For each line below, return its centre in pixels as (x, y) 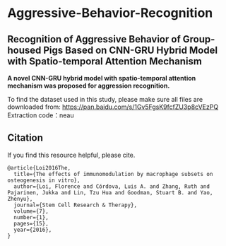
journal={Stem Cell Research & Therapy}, (76, 205)
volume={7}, (31, 211)
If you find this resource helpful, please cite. (71, 155)
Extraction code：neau (41, 115)
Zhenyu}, (20, 199)
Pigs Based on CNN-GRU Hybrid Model (130, 50)
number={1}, (31, 217)
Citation (25, 138)
